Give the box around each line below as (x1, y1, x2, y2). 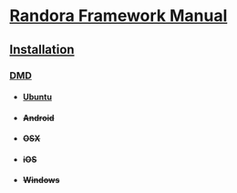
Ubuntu (22, 92, 53, 103)
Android (22, 112, 55, 123)
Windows (22, 175, 60, 186)
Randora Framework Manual (9, 5, 228, 26)
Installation (9, 42, 75, 57)
